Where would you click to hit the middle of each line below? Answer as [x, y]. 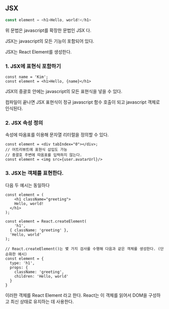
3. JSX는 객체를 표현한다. [35, 173]
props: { [19, 268]
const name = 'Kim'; [27, 77]
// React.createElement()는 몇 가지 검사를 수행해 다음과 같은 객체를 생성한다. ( [83, 249]
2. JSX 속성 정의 [24, 122]
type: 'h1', [22, 263]
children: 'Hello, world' [42, 276]
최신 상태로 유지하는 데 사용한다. [42, 301]
